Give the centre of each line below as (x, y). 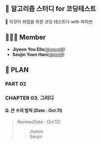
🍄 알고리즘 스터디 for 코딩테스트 (50, 9)
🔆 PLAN (17, 70)
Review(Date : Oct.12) (39, 122)
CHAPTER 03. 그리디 (30, 98)
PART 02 (16, 84)
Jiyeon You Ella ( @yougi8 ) (39, 49)
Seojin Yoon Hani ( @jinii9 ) (38, 54)
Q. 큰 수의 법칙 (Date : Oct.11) (34, 111)
